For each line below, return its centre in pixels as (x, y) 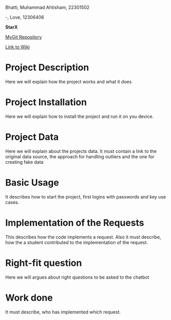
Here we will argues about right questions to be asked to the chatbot (77, 277)
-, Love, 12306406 (25, 17)
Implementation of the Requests (75, 223)
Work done (29, 298)
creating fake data (25, 162)
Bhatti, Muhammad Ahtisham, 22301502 (47, 7)
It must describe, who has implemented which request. (63, 312)
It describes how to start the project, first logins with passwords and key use (86, 196)
